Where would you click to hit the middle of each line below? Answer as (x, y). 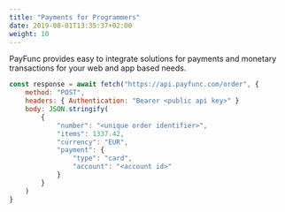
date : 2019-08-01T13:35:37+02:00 (71, 26)
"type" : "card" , (102, 159)
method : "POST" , (55, 93)
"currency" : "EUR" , (92, 142)
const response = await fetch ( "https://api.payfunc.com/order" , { (134, 85)
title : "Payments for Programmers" (75, 17)
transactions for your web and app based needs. (98, 68)
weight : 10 (29, 34)
